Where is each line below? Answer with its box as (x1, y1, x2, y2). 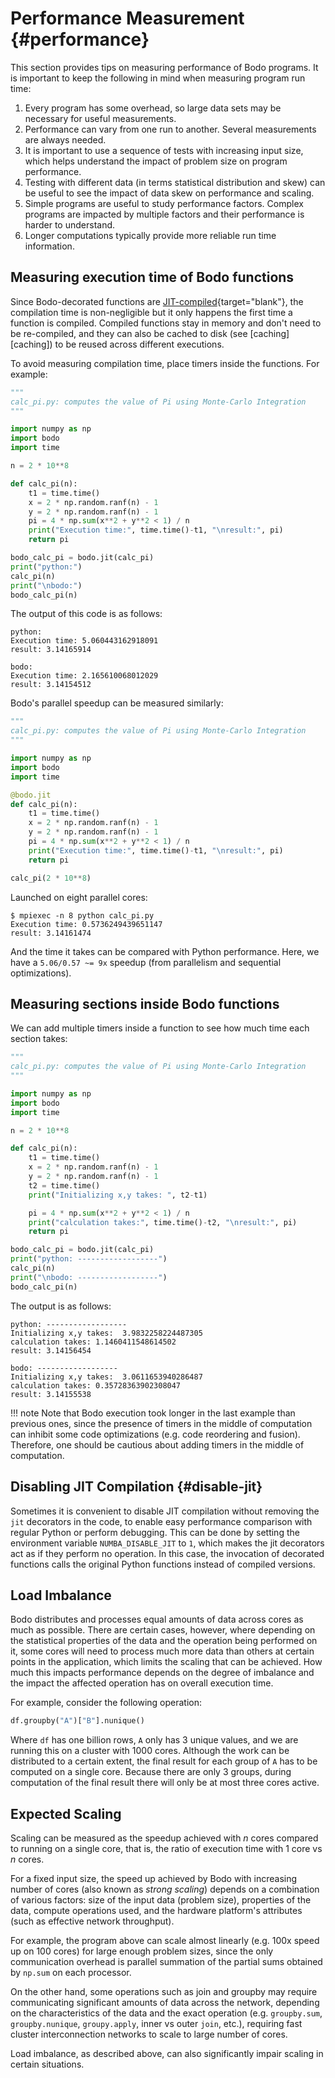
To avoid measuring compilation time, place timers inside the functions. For (10, 357, 320, 369)
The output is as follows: (10, 1300, 112, 1312)
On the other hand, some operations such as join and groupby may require (10, 1986, 318, 1997)
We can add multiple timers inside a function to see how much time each (10, 1022, 310, 1034)
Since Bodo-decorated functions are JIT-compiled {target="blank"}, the (10, 295, 304, 307)
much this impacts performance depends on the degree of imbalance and (10, 1667, 315, 1679)
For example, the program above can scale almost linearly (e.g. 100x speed (10, 1935, 320, 1946)
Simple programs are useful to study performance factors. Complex (24, 197, 304, 209)
